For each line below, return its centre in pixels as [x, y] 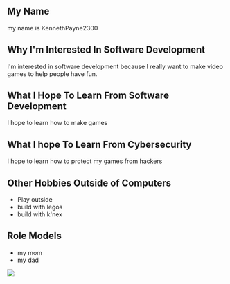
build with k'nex [40, 214]
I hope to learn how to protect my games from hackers [85, 161]
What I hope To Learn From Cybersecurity [99, 144]
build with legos [40, 207]
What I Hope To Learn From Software [88, 96]
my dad [28, 260]
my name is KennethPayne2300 [53, 28]
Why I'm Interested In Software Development [106, 50]
